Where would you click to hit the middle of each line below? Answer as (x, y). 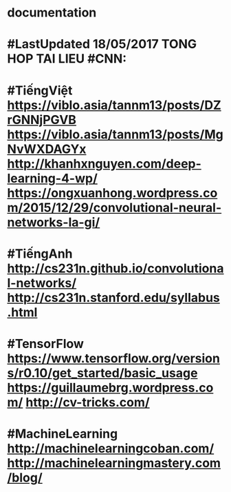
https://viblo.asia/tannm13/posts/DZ (114, 105)
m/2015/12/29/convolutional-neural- (114, 207)
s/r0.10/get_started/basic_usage (102, 373)
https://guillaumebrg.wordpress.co (110, 388)
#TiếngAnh (40, 254)
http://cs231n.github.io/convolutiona (115, 268)
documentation (52, 13)
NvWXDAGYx (47, 149)
